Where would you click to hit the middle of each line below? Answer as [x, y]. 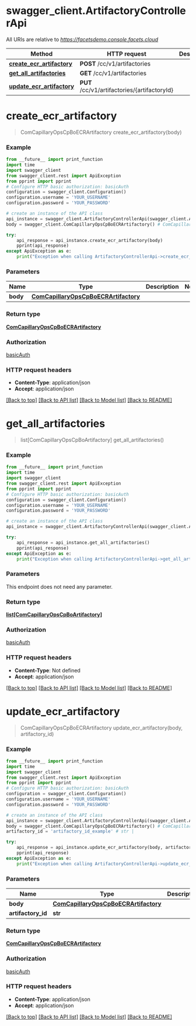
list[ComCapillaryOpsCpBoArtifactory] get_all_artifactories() [92, 440]
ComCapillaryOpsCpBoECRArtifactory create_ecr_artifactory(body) [101, 132]
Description [162, 286]
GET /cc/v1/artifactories [113, 73]
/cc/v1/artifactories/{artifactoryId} [127, 90]
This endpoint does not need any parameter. [59, 586]
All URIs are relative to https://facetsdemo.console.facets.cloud [82, 39]
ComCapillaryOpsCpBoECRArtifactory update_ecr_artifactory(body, [101, 728]
